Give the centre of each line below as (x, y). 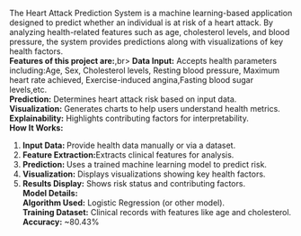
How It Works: (36, 128)
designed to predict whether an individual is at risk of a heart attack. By (142, 23)
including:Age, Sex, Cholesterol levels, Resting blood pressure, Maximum (145, 70)
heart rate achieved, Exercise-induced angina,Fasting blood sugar (132, 80)
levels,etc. (28, 90)
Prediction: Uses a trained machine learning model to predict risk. (145, 164)
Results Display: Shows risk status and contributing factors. (133, 183)
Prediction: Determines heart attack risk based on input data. (123, 99)
